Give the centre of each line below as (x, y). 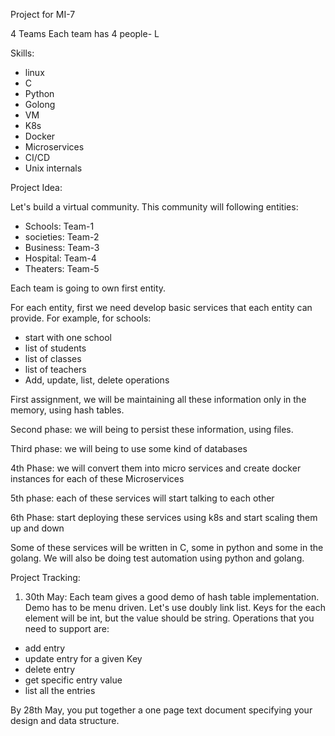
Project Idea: (36, 187)
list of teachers (55, 369)
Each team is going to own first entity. (88, 288)
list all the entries (60, 690)
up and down (37, 528)
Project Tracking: (45, 577)
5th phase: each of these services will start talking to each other (142, 498)
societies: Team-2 (62, 237)
